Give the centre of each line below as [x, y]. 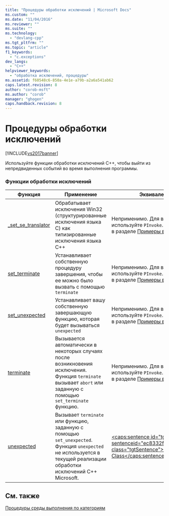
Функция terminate [78, 376]
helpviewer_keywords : [28, 71]
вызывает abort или [79, 383]
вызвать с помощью [80, 287]
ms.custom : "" [20, 15]
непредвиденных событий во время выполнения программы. [72, 168]
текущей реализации [81, 459]
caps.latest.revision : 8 [31, 85]
